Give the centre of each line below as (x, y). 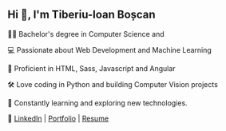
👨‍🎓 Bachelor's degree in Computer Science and (86, 34)
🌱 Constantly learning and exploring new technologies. (98, 103)
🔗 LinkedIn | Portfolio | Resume (58, 118)
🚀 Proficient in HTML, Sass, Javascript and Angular (92, 68)
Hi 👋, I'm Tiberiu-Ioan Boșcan (82, 15)
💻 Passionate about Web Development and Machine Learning (110, 50)
